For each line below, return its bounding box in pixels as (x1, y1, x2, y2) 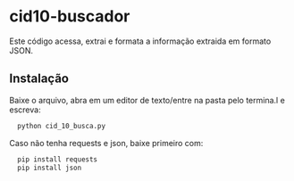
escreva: (9, 104, 42, 115)
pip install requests (17, 154, 98, 164)
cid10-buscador (9, 6, 130, 27)
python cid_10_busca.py (17, 121, 105, 130)
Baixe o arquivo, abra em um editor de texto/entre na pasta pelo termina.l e (9, 95, 286, 105)
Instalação (9, 71, 70, 86)
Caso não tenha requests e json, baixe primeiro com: (9, 137, 204, 148)
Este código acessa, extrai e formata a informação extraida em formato (9, 36, 272, 46)
